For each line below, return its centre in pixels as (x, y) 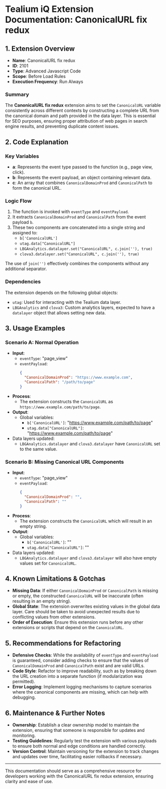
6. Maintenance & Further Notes (55, 713)
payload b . (23, 222)
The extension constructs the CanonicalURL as (66, 401)
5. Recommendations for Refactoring (63, 643)
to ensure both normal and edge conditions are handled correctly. (79, 746)
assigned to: (25, 233)
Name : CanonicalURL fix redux (44, 60)
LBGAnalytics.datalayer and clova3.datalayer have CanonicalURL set (90, 443)
